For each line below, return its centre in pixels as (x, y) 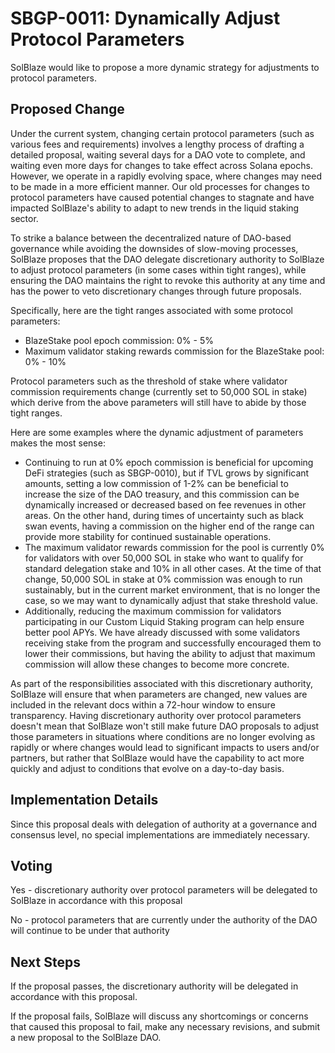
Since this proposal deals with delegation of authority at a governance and (163, 824)
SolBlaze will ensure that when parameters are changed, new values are (159, 694)
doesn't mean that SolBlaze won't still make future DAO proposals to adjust (165, 726)
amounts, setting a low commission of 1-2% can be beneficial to (156, 483)
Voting (31, 865)
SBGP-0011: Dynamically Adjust (145, 18)
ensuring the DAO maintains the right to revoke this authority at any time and (168, 280)
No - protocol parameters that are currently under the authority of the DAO (164, 920)
